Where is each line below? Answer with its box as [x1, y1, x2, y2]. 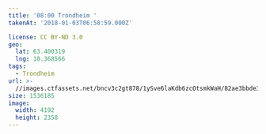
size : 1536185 [8, 91, 55, 99]
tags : [8, 62, 26, 71]
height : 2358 [15, 114, 59, 122]
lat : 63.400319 [15, 48, 66, 56]
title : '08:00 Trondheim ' [8, 11, 97, 20]
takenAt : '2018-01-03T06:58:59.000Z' [8, 19, 133, 27]
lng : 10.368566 [15, 55, 66, 63]
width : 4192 [15, 106, 55, 114]
